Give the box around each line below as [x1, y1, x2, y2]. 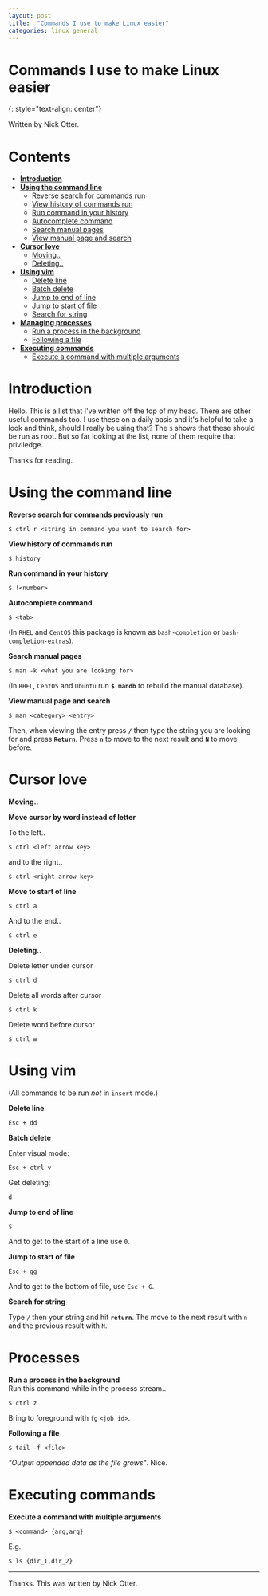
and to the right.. [8, 857, 63, 867]
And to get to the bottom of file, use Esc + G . [8, 1282, 155, 1291]
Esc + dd [8, 1119, 37, 1127]
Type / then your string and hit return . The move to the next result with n [8, 1313, 248, 1322]
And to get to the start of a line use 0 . [8, 1237, 130, 1246]
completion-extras [8, 637, 69, 646]
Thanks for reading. [8, 455, 73, 465]
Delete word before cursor [8, 1020, 96, 1030]
